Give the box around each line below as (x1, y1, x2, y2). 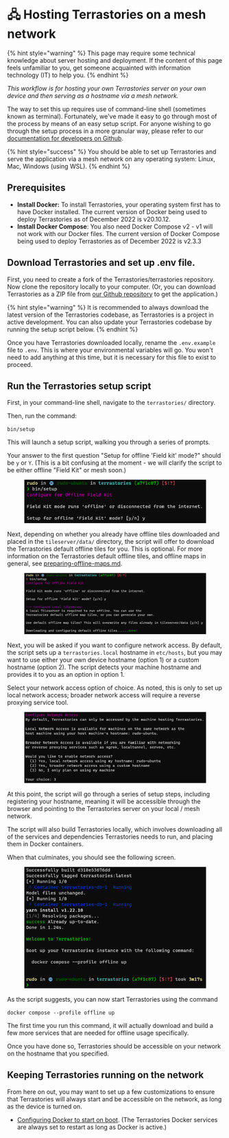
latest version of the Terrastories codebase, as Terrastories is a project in (7, 310, 214, 319)
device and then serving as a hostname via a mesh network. (7, 92, 179, 100)
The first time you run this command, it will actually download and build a (7, 1021, 214, 1029)
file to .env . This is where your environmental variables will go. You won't (7, 346, 214, 354)
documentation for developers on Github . (7, 134, 123, 143)
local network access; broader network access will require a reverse (7, 691, 201, 699)
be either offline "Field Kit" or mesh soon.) (7, 466, 127, 474)
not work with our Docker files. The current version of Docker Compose (16, 229, 220, 238)
